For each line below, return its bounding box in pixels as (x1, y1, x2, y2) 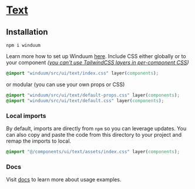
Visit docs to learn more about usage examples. (6, 176, 122, 183)
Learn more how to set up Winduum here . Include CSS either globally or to (6, 53, 186, 59)
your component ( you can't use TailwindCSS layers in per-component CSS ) (6, 59, 189, 66)
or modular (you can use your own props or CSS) (6, 80, 125, 88)
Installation (6, 27, 48, 37)
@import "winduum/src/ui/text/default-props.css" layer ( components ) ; (6, 92, 180, 98)
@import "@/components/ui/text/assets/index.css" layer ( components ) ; (6, 148, 180, 154)
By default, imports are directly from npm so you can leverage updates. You (6, 124, 187, 132)
